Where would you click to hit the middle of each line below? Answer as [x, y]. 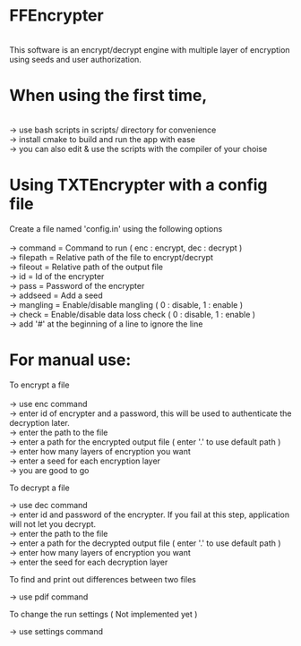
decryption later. [39, 422]
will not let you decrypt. [53, 523]
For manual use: [70, 360]
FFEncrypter [57, 16]
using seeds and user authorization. [75, 59]
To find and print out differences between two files [103, 579]
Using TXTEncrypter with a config [138, 185]
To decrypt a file [39, 488]
